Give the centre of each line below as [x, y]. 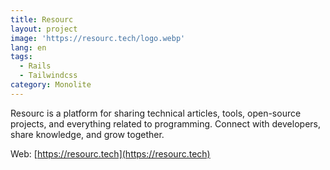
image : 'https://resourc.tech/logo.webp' [98, 38]
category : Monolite [51, 85]
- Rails [35, 66]
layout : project [44, 29]
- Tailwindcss [48, 76]
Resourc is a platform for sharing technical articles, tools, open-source [156, 113]
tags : [21, 57]
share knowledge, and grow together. [87, 134]
